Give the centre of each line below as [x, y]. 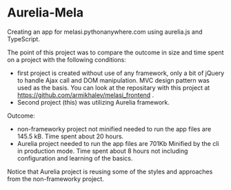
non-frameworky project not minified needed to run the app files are [114, 129]
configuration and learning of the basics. [75, 158]
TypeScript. [23, 39]
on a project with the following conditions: [67, 59]
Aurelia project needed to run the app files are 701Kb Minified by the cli [118, 143]
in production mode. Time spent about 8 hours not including [102, 151]
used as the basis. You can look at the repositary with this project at [113, 87]
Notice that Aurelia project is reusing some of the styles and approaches [110, 171]
